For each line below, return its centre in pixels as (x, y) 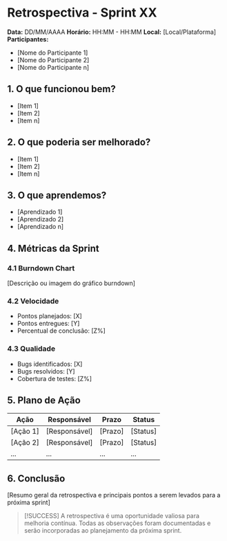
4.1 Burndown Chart (41, 268)
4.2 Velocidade (33, 301)
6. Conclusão (36, 478)
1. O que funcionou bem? (61, 89)
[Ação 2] (25, 443)
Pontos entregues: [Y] (48, 324)
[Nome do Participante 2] (53, 59)
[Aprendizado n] (40, 227)
